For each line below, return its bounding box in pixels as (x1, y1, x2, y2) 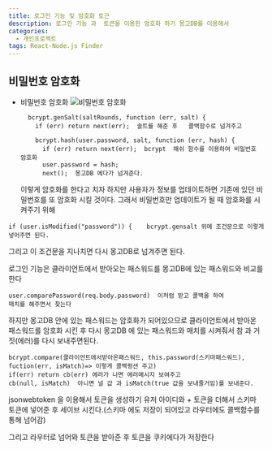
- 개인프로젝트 (15, 34, 57, 43)
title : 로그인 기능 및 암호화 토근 (8, 11, 110, 20)
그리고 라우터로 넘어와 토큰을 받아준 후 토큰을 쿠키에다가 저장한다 (8, 432, 215, 442)
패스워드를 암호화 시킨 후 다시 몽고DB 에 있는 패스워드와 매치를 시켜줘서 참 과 (8, 326, 252, 335)
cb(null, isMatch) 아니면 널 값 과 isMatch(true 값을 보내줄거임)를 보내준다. (8, 379, 254, 387)
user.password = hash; (41, 160, 119, 169)
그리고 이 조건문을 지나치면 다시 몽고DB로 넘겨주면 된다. (8, 246, 185, 256)
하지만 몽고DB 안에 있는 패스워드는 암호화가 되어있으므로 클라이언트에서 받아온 (8, 315, 257, 325)
